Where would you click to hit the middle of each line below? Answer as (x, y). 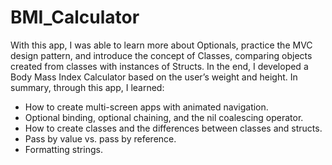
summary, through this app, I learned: (87, 87)
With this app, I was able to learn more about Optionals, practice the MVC (161, 45)
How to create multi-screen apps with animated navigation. (146, 107)
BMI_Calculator (75, 17)
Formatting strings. (63, 149)
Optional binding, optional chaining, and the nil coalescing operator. (164, 117)
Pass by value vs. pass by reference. (100, 138)
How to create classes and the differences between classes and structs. (173, 128)
